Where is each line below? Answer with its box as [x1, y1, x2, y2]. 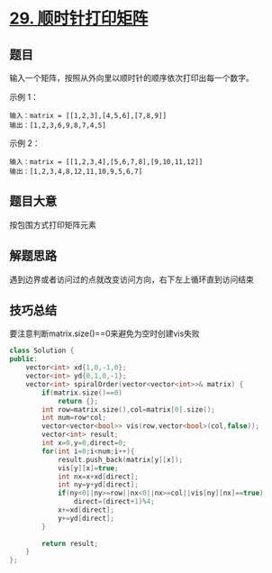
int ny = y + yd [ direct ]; [57, 480, 140, 489]
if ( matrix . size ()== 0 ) [41, 388, 123, 397]
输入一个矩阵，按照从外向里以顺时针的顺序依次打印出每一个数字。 [9, 73, 254, 83]
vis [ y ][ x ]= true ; [57, 463, 119, 473]
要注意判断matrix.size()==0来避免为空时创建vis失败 [9, 328, 200, 339]
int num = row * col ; [41, 414, 106, 423]
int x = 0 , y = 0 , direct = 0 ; [41, 439, 127, 448]
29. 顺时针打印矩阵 [9, 8, 149, 29]
